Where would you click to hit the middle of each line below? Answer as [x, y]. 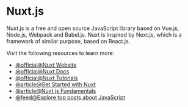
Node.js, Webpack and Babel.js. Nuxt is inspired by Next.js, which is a [94, 34]
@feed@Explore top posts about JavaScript [70, 97]
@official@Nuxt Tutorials [46, 78]
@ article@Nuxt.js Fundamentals [56, 90]
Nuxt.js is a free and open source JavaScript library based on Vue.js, [93, 28]
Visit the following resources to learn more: [60, 53]
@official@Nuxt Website [46, 65]
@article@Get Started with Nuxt [55, 84]
